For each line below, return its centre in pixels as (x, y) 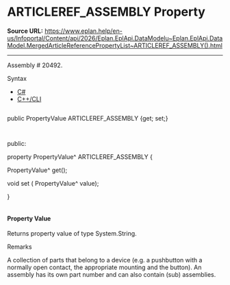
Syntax (17, 78)
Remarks (20, 247)
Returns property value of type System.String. (72, 234)
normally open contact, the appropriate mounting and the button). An (104, 267)
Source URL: (25, 31)
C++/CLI (29, 99)
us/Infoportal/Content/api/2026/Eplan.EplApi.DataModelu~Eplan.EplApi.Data (115, 38)
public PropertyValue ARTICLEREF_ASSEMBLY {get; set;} (88, 118)
